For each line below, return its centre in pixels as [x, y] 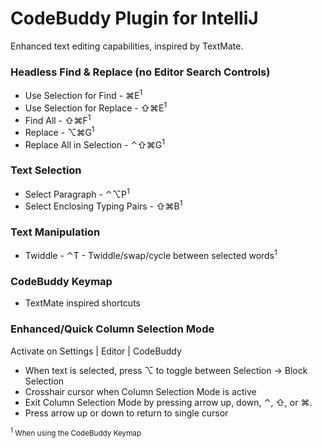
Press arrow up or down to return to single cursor [126, 413]
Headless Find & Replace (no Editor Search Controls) [140, 72]
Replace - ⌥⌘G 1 [59, 131]
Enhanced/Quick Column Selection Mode [112, 329]
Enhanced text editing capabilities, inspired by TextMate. [127, 46]
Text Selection [46, 170]
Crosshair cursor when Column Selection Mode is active [140, 391]
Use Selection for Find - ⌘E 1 [83, 94]
